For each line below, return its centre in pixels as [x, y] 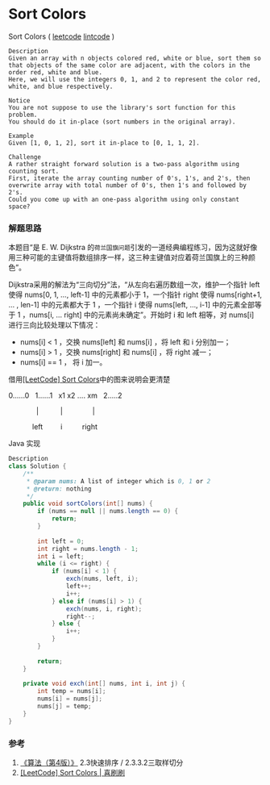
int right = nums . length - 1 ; [88, 549]
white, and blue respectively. [61, 86]
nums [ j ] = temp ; [64, 707]
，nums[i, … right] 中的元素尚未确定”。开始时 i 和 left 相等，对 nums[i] [138, 315]
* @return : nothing [59, 489]
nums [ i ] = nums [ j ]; [70, 699]
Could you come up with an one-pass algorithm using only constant [124, 199]
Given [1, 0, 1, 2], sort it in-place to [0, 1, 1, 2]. [104, 143]
